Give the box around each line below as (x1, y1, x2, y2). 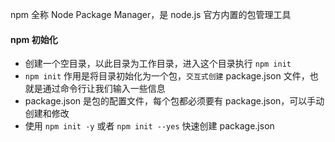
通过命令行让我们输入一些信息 (42, 83, 166, 95)
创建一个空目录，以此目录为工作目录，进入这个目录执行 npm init (24, 58, 292, 70)
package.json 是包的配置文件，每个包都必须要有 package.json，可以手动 (24, 95, 325, 107)
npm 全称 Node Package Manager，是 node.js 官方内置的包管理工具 (10, 9, 292, 20)
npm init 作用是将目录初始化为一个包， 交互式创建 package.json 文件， (24, 70, 310, 82)
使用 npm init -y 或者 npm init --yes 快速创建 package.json (24, 120, 275, 132)
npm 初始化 (10, 33, 58, 45)
